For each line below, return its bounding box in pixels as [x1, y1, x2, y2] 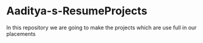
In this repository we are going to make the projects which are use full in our [6, 24, 197, 31]
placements [6, 30, 36, 37]
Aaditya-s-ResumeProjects [6, 4, 148, 18]
